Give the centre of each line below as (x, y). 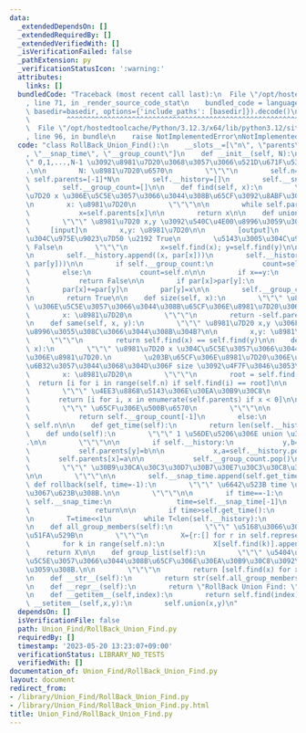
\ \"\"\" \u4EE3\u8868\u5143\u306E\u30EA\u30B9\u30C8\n (148, 392)
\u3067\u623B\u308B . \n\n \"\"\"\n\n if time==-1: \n (154, 493)
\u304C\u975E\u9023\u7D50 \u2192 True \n (103, 238)
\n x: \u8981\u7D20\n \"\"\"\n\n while (144, 205)
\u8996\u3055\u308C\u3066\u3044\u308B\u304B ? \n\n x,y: (146, 332)
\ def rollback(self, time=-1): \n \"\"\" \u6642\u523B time (156, 485)
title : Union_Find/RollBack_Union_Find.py (91, 714)
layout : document (42, 680)
